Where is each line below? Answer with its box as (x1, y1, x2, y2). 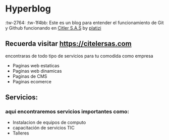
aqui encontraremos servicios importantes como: (5, 108, 130, 115)
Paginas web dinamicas (12, 68, 62, 74)
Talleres (12, 130, 29, 136)
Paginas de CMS (12, 73, 47, 79)
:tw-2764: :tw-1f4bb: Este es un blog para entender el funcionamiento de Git (5, 20, 164, 26)
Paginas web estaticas (12, 62, 60, 68)
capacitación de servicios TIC (12, 125, 75, 131)
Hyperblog (5, 3, 51, 15)
